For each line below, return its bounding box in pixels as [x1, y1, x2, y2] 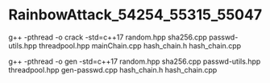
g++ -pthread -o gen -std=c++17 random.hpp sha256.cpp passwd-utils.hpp [8, 56, 261, 66]
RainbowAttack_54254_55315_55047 [8, 6, 263, 24]
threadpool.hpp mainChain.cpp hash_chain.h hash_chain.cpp [39, 40, 242, 50]
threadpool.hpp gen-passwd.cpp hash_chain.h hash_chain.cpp [8, 64, 218, 74]
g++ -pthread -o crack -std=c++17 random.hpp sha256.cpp [8, 32, 208, 42]
